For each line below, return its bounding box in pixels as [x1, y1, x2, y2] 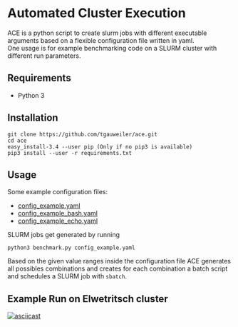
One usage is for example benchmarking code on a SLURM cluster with [7, 44, 217, 52]
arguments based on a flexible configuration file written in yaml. [7, 36, 195, 44]
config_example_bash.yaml [17, 209, 98, 218]
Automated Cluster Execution [7, 5, 187, 21]
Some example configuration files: [7, 188, 108, 196]
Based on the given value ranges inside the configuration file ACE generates [7, 257, 232, 266]
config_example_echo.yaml [17, 216, 98, 226]
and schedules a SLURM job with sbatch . [7, 272, 127, 281]
